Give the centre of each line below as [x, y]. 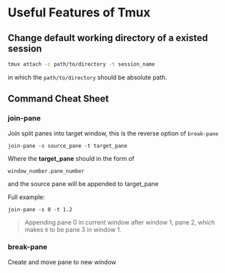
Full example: [26, 197]
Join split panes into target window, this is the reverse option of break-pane [113, 133]
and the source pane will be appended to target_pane [83, 183]
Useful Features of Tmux [79, 13]
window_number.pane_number [46, 171]
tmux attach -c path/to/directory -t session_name [81, 64]
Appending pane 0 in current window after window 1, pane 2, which [120, 222]
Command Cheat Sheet [58, 99]
